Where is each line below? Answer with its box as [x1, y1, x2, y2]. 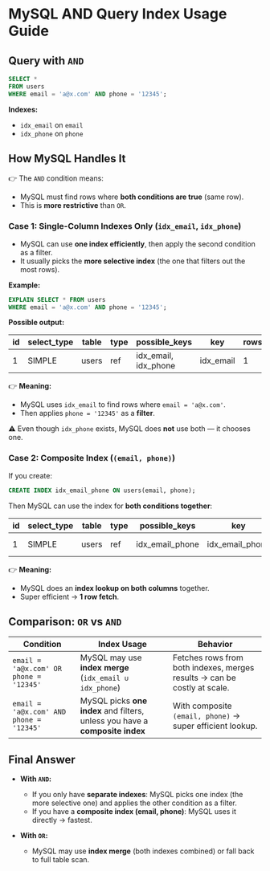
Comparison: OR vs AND [8, 615, 122, 629]
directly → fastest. [31, 816, 92, 825]
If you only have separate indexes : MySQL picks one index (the [31, 790, 243, 800]
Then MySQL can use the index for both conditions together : [8, 501, 213, 511]
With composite [172, 700, 232, 711]
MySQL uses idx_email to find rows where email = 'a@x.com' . [19, 400, 227, 409]
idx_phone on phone [19, 128, 84, 138]
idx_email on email [19, 120, 84, 129]
